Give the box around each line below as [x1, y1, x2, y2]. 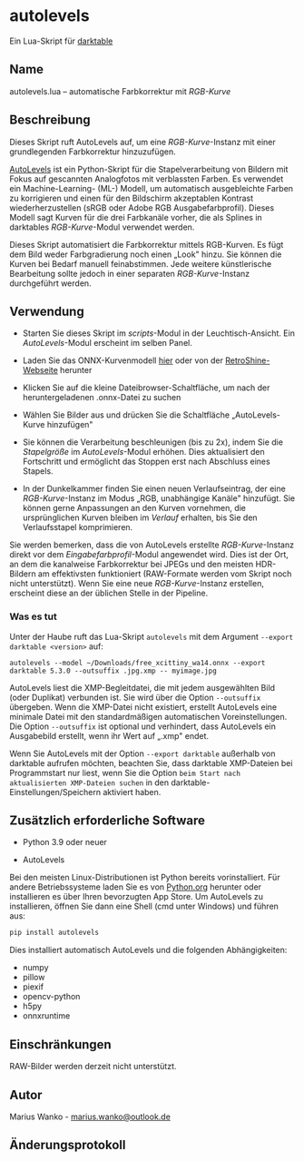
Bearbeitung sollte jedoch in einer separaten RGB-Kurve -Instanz [9, 268, 250, 279]
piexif [22, 981, 44, 992]
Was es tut [9, 610, 57, 623]
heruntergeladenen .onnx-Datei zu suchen [22, 392, 181, 403]
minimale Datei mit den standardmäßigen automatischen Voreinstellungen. [9, 711, 288, 722]
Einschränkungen [9, 1037, 112, 1052]
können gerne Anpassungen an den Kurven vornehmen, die [22, 503, 247, 514]
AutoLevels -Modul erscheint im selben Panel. [22, 338, 192, 349]
